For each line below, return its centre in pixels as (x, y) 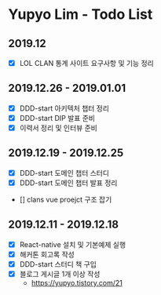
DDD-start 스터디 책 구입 (58, 264)
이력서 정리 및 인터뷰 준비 (59, 128)
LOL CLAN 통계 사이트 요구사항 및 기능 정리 (87, 63)
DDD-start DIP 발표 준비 (57, 118)
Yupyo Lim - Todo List (80, 15)
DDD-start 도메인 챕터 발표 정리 (68, 183)
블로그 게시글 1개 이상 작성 (60, 274)
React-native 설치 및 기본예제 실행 (73, 244)
